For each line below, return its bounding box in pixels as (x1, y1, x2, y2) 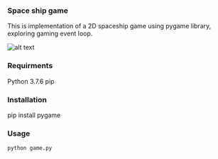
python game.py (7, 145, 53, 152)
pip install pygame (7, 111, 61, 119)
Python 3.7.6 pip (7, 77, 55, 85)
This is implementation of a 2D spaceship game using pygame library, (7, 22, 212, 31)
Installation (7, 94, 48, 104)
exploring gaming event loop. (7, 29, 93, 38)
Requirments (7, 61, 53, 71)
